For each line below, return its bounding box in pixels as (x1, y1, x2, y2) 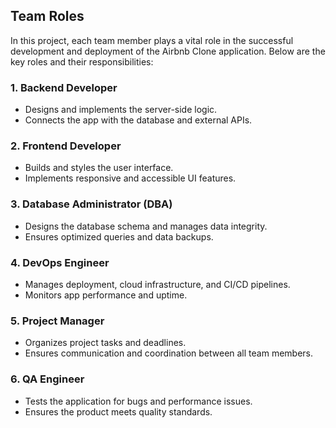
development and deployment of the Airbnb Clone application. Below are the (10, 45, 326, 57)
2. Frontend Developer (10, 139, 122, 153)
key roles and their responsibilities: (10, 55, 154, 68)
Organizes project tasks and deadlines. (24, 337, 187, 349)
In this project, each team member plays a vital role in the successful (10, 34, 294, 46)
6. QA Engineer (10, 372, 85, 386)
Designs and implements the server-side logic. (24, 104, 218, 116)
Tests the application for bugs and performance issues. (24, 395, 253, 407)
